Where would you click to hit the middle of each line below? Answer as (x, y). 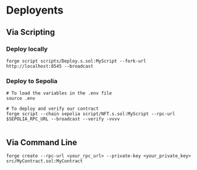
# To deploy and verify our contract (52, 109)
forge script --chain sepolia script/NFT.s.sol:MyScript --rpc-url (91, 114)
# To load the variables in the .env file (59, 93)
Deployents (35, 10)
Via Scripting (30, 32)
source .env (21, 99)
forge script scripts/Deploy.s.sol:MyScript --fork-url (76, 61)
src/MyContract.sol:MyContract (45, 161)
